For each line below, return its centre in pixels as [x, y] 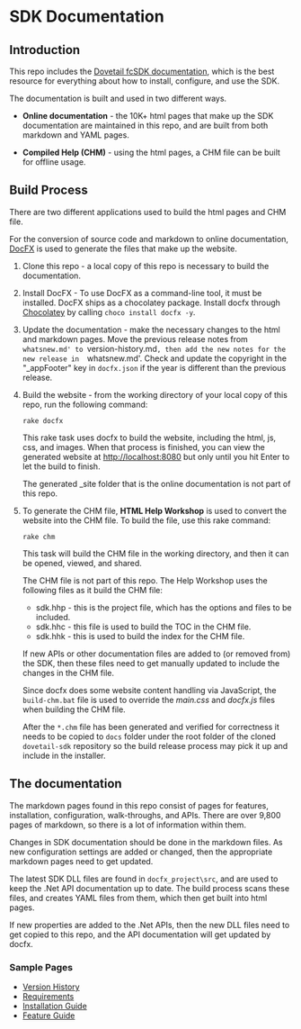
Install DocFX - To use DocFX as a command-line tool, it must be [142, 293]
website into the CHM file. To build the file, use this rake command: [146, 520]
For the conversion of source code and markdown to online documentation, [149, 239]
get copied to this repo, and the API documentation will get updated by [140, 934]
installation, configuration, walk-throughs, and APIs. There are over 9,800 [145, 815]
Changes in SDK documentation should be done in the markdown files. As [146, 842]
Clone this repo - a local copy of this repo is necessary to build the [146, 266]
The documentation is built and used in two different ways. [118, 98]
